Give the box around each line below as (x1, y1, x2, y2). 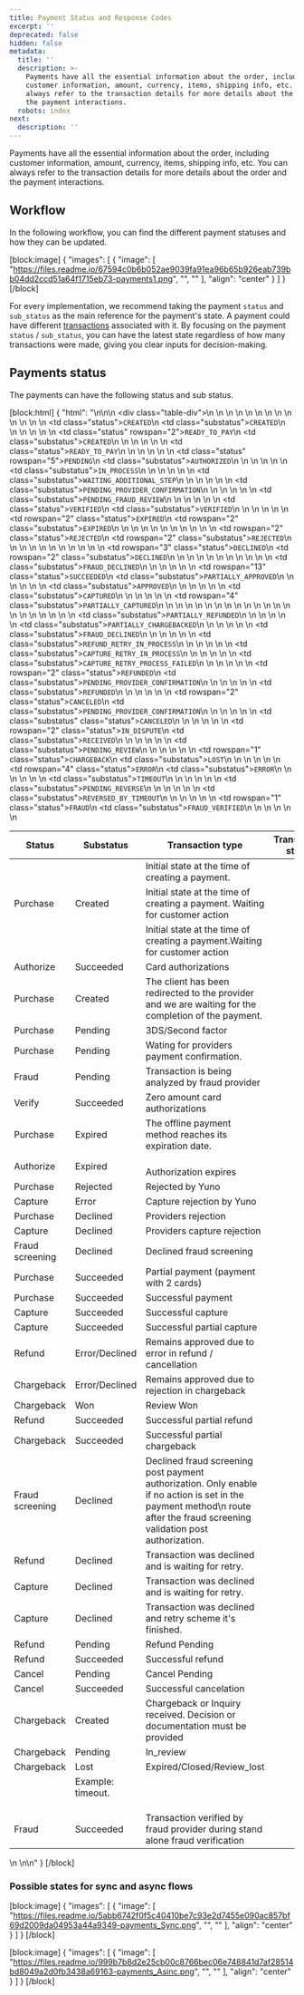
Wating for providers (145, 1039, 233, 1051)
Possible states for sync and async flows (9, 1880, 194, 1893)
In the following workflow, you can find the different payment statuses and (9, 227, 287, 237)
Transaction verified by (145, 1811, 244, 1824)
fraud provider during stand (145, 1823, 263, 1835)
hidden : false (9, 38, 63, 48)
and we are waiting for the (145, 998, 257, 1011)
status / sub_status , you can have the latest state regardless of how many (9, 329, 286, 340)
